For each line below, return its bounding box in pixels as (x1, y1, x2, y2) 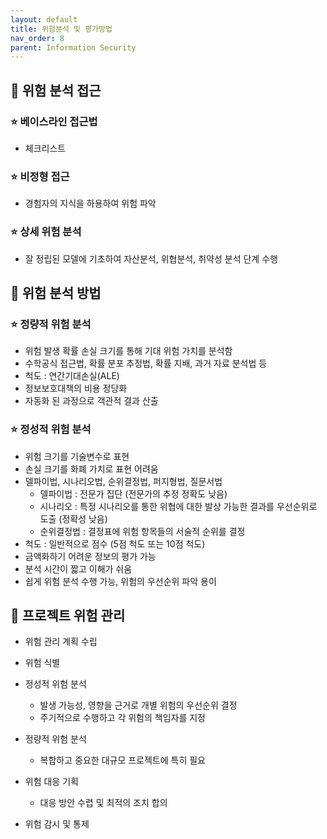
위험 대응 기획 (24, 776, 79, 788)
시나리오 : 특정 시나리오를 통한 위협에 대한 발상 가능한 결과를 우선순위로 (39, 500, 318, 512)
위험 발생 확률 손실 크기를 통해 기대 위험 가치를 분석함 (24, 345, 233, 357)
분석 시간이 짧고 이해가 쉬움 (24, 562, 133, 575)
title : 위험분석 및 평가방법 (10, 24, 113, 34)
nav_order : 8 (10, 33, 65, 43)
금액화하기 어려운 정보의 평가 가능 (24, 550, 157, 562)
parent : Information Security (10, 42, 137, 53)
